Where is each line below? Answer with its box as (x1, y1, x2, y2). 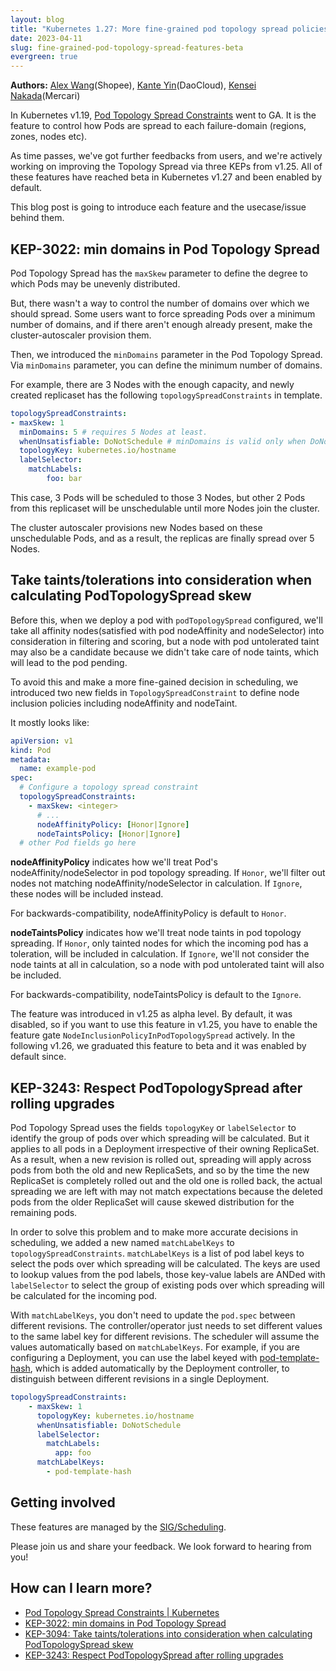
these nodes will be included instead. (10, 888, 164, 900)
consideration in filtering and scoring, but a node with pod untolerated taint (10, 635, 320, 647)
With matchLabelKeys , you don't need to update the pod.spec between (10, 1309, 296, 1321)
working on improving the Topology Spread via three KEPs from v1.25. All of (10, 161, 323, 173)
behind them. (10, 212, 65, 224)
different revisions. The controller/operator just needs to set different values (10, 1320, 323, 1332)
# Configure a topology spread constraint (19, 782, 199, 793)
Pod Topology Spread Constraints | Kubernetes (24, 1606, 220, 1618)
